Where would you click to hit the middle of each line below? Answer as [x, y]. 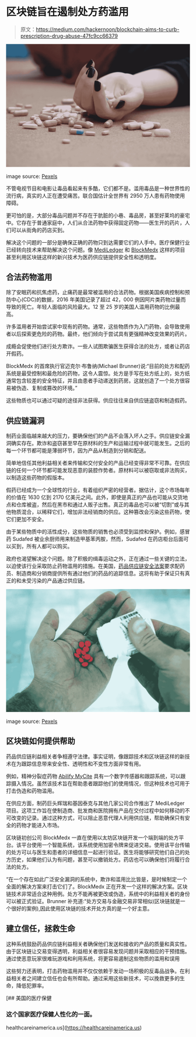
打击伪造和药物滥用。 [32, 791]
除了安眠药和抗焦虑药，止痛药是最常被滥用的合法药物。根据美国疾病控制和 [95, 292]
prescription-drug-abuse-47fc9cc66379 [69, 36]
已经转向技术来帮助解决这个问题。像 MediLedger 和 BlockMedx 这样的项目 [96, 250]
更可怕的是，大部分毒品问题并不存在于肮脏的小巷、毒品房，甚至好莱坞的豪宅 [98, 215]
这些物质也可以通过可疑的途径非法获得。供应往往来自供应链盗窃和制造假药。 [98, 401]
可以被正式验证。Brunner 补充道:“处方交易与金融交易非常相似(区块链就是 [93, 901]
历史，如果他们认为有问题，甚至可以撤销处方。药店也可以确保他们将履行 [98, 859]
